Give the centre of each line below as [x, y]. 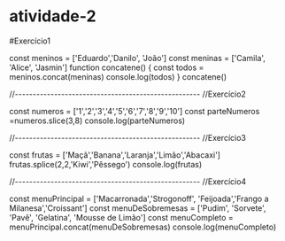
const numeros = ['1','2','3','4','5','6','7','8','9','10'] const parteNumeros [135, 111]
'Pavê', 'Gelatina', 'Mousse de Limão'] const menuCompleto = [122, 217]
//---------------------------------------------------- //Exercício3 [127, 137]
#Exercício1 [30, 41]
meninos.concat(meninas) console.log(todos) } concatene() [118, 76]
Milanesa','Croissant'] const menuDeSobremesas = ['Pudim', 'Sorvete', [138, 208]
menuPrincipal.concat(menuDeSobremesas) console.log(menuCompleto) [143, 227]
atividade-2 [53, 16]
